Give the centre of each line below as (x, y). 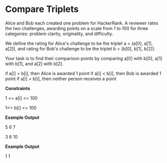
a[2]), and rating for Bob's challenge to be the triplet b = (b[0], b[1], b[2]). (80, 48)
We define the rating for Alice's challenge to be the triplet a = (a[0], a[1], (79, 43)
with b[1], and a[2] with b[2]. (34, 63)
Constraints (18, 88)
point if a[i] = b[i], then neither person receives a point (61, 78)
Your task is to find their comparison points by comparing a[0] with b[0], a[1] (84, 58)
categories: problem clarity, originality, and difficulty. (59, 33)
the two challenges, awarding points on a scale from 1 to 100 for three (77, 28)
